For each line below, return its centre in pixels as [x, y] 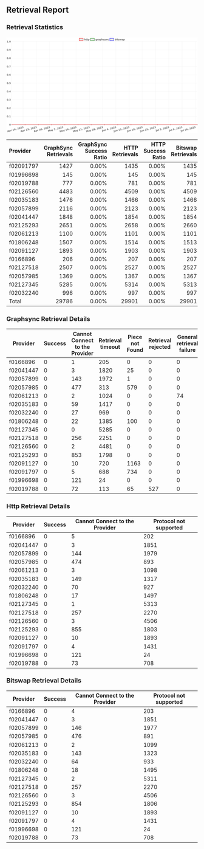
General [187, 337]
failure [187, 350]
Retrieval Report [38, 10]
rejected [160, 346]
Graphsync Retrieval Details [48, 318]
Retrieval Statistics [35, 27]
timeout [110, 346]
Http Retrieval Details [38, 506]
